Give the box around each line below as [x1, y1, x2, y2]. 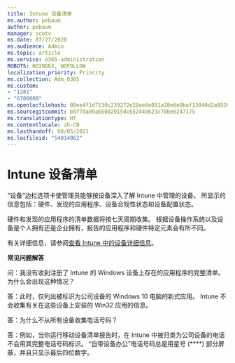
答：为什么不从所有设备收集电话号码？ [7, 316, 117, 324]
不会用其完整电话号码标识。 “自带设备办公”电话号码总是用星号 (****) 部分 [7, 340, 219, 348]
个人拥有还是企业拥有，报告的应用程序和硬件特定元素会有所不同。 [19, 224, 210, 232]
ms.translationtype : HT [7, 114, 77, 121]
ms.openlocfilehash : [7, 102, 68, 109]
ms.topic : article [7, 50, 61, 57]
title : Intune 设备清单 [7, 10, 72, 18]
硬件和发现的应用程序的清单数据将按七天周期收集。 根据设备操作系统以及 [7, 215, 218, 223]
